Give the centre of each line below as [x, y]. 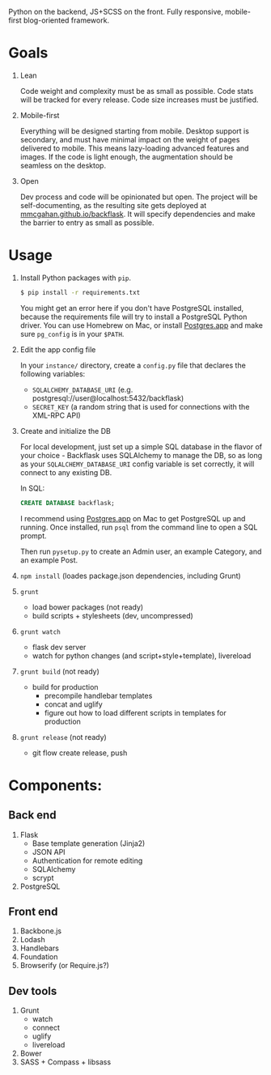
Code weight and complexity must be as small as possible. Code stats [137, 91]
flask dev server [59, 647]
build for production [65, 686]
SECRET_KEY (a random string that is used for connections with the [141, 406]
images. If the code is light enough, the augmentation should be [126, 156]
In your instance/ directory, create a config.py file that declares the [133, 365]
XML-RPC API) [56, 415]
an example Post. [49, 560]
